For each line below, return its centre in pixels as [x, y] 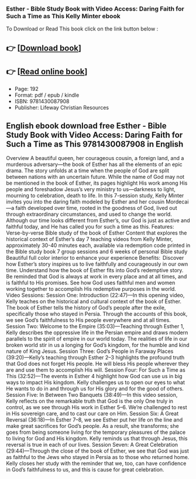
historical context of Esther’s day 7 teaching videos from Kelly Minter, [90, 239]
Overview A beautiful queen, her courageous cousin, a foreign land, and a [95, 158]
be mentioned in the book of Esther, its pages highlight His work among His [97, 183]
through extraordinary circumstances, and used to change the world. [89, 214]
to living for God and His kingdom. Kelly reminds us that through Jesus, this [97, 439]
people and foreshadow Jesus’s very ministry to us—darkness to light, [91, 189]
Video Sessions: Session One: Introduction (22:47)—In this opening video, [95, 295]
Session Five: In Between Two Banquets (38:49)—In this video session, [92, 395]
